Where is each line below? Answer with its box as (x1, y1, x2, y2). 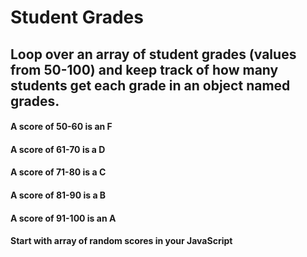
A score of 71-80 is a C (10, 166, 107, 178)
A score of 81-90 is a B (10, 189, 107, 201)
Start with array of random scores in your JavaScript (10, 235, 233, 247)
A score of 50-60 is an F (10, 121, 113, 133)
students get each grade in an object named (10, 77, 291, 94)
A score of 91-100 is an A (10, 212, 117, 224)
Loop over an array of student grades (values (10, 46, 297, 63)
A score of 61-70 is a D (10, 143, 106, 155)
